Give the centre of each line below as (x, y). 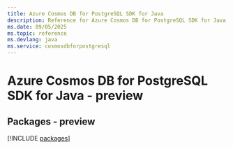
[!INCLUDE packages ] (39, 138)
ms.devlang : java (32, 40)
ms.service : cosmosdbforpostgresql (59, 46)
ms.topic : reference (37, 33)
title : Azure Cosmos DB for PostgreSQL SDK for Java (85, 14)
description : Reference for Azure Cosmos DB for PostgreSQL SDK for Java (117, 20)
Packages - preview (51, 121)
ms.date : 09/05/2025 (37, 27)
